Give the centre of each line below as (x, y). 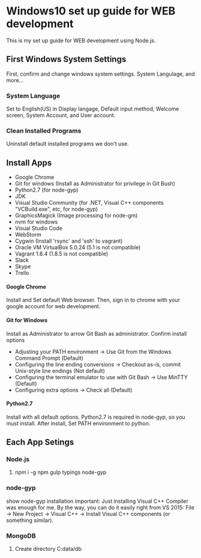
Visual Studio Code (39, 228)
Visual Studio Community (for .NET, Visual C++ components (89, 203)
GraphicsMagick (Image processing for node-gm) (76, 216)
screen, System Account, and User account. (61, 115)
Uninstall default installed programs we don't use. (67, 144)
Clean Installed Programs (44, 130)
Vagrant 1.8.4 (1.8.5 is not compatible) (61, 254)
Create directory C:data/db (48, 549)
